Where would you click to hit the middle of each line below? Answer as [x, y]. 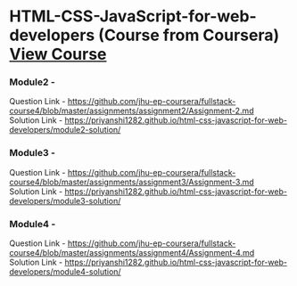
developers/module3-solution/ [65, 200]
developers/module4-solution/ [66, 272]
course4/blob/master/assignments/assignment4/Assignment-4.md [132, 253]
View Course [58, 54]
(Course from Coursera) [188, 35]
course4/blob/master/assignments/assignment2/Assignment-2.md [132, 111]
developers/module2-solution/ [65, 130]
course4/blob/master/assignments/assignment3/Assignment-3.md [132, 182]
